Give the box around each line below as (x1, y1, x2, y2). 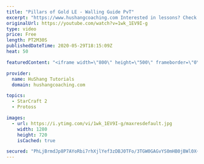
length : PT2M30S (6, 37, 47, 43)
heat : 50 (6, 49, 29, 55)
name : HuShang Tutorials (12, 76, 75, 82)
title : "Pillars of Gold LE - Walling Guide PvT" (6, 9, 135, 15)
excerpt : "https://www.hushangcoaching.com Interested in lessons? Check (6, 15, 197, 21)
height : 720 (17, 132, 47, 138)
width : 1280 (17, 126, 47, 132)
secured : (6, 148, 29, 155)
